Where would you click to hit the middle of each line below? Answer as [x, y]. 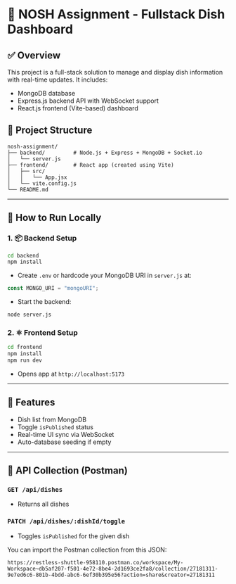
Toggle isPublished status [55, 427]
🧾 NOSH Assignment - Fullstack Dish [116, 14]
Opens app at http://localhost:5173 [71, 374]
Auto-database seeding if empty [64, 442]
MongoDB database [46, 93]
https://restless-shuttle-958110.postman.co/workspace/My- [96, 562]
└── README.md [28, 189]
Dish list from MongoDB [52, 419]
